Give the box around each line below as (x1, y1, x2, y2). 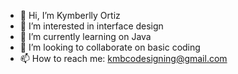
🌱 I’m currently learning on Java (19, 31, 152, 42)
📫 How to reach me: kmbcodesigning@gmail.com (19, 53, 228, 64)
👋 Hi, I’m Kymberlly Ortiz (19, 10, 121, 21)
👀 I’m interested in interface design (19, 20, 164, 32)
